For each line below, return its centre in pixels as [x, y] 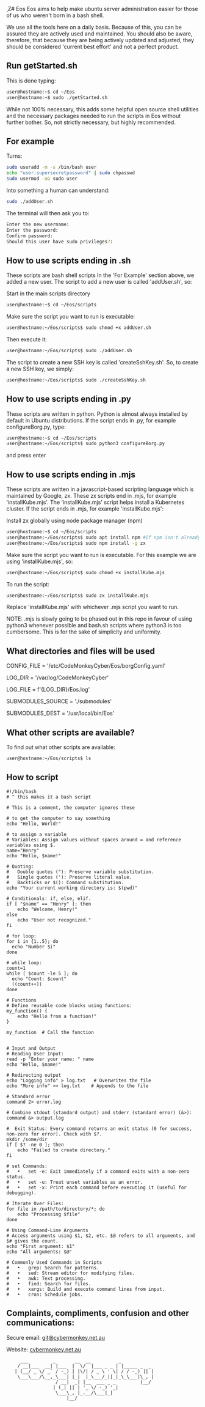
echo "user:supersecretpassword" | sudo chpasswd [71, 173]
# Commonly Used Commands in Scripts [54, 1262]
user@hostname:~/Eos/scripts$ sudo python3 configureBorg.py [86, 444]
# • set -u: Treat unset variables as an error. [75, 1182]
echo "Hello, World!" [34, 824]
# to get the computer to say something [59, 818]
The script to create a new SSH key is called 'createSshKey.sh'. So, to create [103, 362]
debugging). [21, 1193]
